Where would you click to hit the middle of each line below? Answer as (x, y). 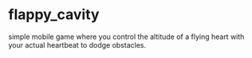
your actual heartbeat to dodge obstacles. (77, 44)
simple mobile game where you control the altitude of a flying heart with (126, 37)
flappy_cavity (54, 15)
